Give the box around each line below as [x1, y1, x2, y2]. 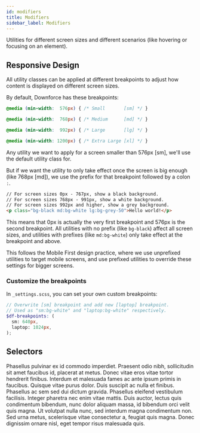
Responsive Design [6, 60, 79, 70]
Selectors [6, 347, 43, 357]
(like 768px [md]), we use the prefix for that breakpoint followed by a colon [6, 173, 190, 180]
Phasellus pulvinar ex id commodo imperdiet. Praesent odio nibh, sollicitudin [6, 362, 194, 370]
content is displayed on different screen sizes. [6, 82, 119, 90]
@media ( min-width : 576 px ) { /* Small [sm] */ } [6, 105, 148, 111]
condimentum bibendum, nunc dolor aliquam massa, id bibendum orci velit [6, 401, 190, 408]
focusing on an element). [6, 43, 67, 50]
